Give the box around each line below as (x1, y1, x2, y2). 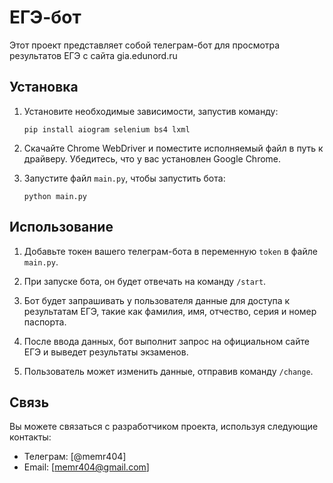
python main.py (23, 191, 88, 201)
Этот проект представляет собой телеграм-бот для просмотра (9, 39, 281, 51)
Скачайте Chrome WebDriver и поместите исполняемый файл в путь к (23, 142, 324, 154)
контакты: (9, 431, 52, 443)
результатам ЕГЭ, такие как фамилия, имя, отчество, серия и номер (23, 305, 317, 317)
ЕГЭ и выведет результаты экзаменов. (23, 346, 189, 358)
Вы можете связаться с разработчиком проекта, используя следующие (9, 421, 319, 433)
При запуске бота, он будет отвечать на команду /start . (23, 275, 267, 287)
